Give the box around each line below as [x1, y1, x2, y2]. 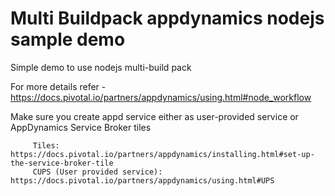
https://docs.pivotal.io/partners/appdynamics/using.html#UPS [10, 175, 275, 186]
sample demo [10, 28, 126, 51]
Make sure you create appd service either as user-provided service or [10, 110, 299, 122]
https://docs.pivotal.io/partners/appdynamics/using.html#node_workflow [10, 91, 312, 103]
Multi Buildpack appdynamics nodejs [10, 7, 325, 30]
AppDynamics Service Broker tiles [10, 121, 152, 133]
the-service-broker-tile [10, 158, 114, 168]
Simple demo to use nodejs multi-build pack [10, 61, 192, 73]
